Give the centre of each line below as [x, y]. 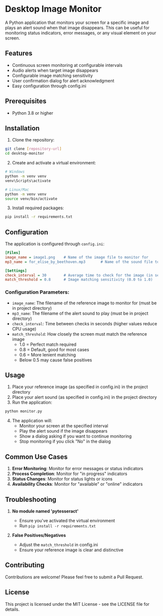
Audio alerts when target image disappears [55, 70]
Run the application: [32, 402]
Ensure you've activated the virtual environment [67, 520]
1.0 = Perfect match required [48, 344]
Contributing [25, 565]
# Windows [15, 172]
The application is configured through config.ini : [55, 244]
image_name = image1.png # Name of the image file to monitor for [77, 257]
